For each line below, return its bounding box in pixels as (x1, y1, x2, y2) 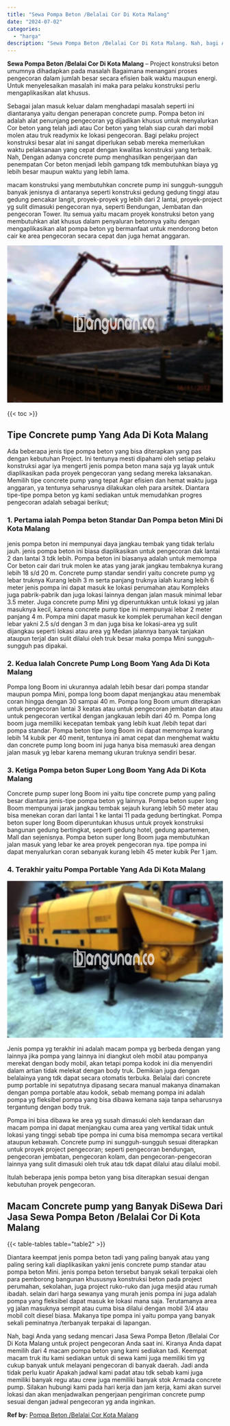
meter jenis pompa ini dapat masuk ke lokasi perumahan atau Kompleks (7, 583, 210, 591)
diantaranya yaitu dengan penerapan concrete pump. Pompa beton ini (7, 110, 205, 118)
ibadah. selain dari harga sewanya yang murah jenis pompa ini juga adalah (7, 1290, 217, 1298)
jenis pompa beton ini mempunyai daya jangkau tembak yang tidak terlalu (7, 539, 214, 548)
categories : (7, 25, 41, 32)
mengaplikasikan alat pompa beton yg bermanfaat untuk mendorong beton (7, 225, 218, 233)
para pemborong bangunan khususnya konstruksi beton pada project (7, 1275, 203, 1283)
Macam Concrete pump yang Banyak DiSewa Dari (7, 1200, 223, 1212)
